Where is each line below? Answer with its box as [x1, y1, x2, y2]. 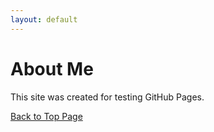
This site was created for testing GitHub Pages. [10, 91, 205, 103]
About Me [10, 57, 94, 80]
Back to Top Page [10, 110, 83, 122]
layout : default [10, 14, 78, 25]
